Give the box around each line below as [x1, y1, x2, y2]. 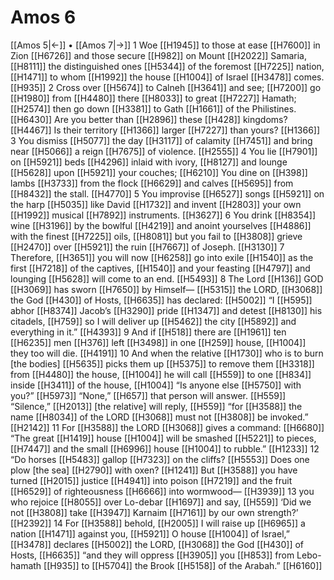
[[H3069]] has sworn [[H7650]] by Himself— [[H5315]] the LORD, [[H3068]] [10, 283, 323, 295]
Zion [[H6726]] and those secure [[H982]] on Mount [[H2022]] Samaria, [10, 49, 307, 61]
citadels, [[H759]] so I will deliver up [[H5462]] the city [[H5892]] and [10, 315, 297, 327]
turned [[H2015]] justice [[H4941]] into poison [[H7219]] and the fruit [10, 474, 293, 486]
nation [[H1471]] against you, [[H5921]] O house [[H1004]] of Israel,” [10, 527, 290, 540]
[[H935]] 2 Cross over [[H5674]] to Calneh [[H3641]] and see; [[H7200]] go [10, 81, 322, 93]
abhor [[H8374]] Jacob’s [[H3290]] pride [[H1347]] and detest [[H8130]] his [10, 304, 323, 316]
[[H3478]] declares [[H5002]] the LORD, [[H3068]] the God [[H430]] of [10, 538, 305, 550]
